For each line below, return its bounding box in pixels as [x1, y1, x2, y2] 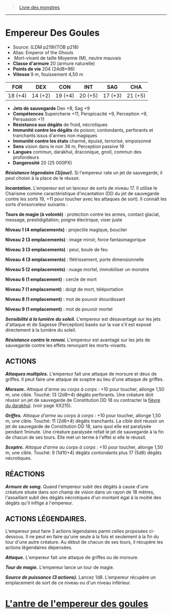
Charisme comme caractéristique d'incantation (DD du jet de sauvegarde [5, 190, 160, 196]
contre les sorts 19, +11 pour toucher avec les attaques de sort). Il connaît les [5, 196, 167, 202]
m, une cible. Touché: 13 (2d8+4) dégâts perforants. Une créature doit [5, 392, 154, 398]
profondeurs [12, 154, 39, 160]
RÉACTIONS [5, 470, 45, 479]
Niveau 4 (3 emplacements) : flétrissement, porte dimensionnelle [5, 256, 144, 262]
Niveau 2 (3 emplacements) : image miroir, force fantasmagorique [5, 236, 146, 242]
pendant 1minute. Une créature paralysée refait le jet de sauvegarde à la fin [5, 428, 164, 435]
